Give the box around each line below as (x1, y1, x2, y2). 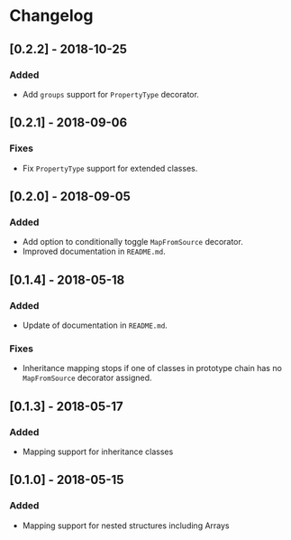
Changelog (9, 5, 94, 26)
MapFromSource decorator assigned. (22, 372, 152, 384)
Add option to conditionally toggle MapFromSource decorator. (22, 237, 243, 247)
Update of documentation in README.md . (22, 320, 168, 331)
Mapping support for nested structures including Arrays (22, 520, 230, 531)
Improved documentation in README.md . (22, 246, 166, 257)
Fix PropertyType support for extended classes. (22, 163, 198, 173)
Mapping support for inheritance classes (22, 446, 174, 457)
